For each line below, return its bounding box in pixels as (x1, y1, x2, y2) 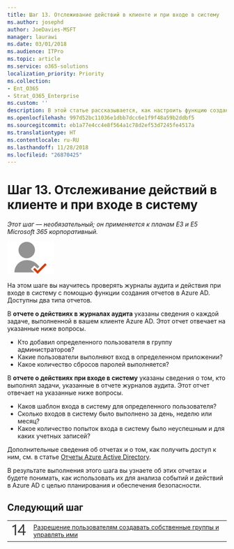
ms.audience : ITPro (7, 48, 64, 55)
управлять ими (33, 530, 78, 539)
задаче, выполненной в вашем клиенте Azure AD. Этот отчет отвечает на (7, 317, 226, 325)
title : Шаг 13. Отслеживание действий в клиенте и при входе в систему (7, 11, 219, 18)
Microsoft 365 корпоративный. (7, 228, 99, 236)
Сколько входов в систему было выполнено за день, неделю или (17, 409, 212, 418)
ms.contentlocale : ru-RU (7, 136, 79, 143)
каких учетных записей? (17, 432, 91, 440)
